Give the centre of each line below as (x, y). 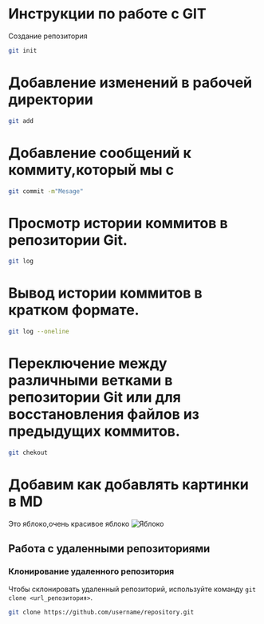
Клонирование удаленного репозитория (91, 571)
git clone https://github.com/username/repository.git (101, 612)
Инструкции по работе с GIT (107, 14)
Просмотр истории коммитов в (118, 223)
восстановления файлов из (104, 415)
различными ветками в (91, 381)
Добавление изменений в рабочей (130, 83)
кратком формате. (74, 310)
